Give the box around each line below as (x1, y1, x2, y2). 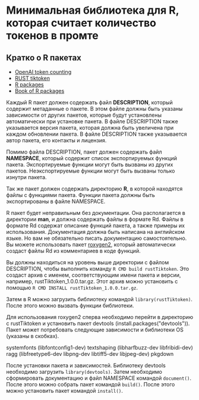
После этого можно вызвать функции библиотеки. (6, 302, 134, 309)
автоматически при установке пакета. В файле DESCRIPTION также (6, 118, 178, 125)
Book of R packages (14, 87, 65, 94)
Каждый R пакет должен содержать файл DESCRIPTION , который (6, 99, 173, 106)
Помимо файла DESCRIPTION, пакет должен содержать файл (6, 148, 162, 155)
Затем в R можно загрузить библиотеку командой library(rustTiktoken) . (6, 296, 193, 302)
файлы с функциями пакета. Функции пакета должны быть (6, 192, 156, 198)
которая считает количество (6, 16, 156, 30)
